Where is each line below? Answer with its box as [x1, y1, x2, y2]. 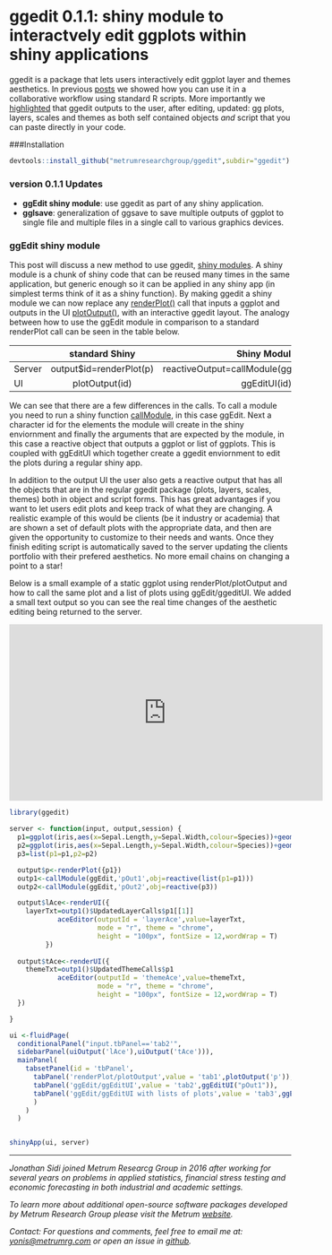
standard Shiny [68, 348, 136, 360]
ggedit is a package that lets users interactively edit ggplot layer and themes [9, 74, 291, 84]
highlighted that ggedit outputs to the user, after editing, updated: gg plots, [9, 102, 285, 113]
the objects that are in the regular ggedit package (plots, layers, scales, [9, 484, 272, 495]
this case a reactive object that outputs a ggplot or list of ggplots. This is [9, 438, 276, 449]
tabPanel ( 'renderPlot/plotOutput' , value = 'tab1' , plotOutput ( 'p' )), [32, 1073, 294, 1082]
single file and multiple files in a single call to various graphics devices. [21, 217, 285, 228]
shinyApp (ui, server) [9, 1138, 90, 1147]
